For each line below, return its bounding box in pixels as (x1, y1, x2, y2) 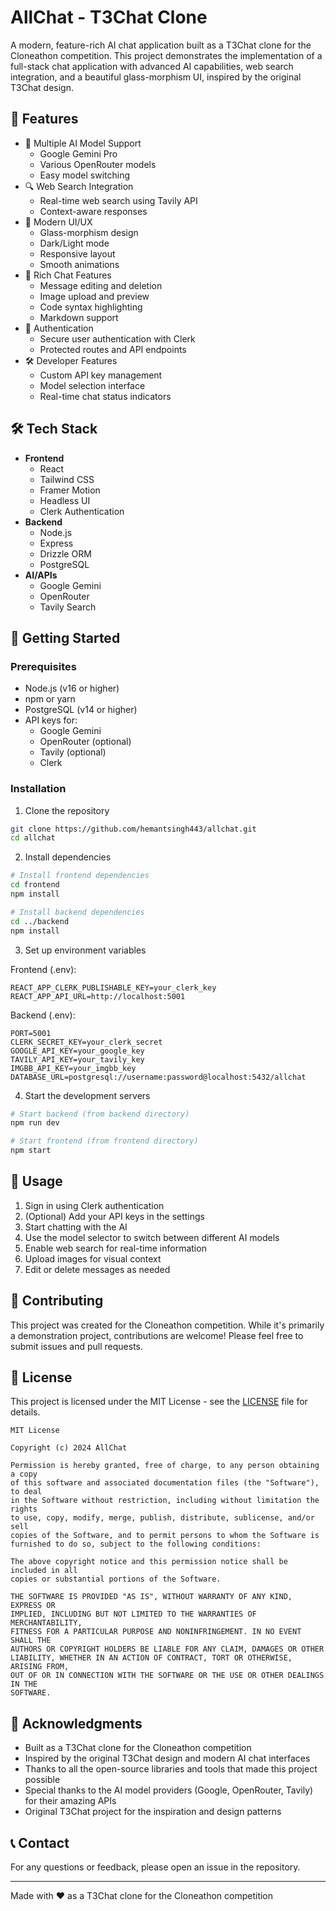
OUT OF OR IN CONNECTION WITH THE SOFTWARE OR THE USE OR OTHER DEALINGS (10, 1671, 325, 1681)
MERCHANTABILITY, (10, 1618, 83, 1628)
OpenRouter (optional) (39, 736, 132, 748)
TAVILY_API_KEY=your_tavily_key (10, 1054, 145, 1065)
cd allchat (10, 833, 56, 843)
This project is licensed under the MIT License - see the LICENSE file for (10, 1396, 308, 1408)
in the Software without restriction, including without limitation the (10, 1496, 320, 1506)
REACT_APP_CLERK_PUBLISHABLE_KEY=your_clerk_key (10, 982, 217, 993)
